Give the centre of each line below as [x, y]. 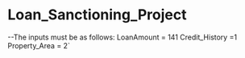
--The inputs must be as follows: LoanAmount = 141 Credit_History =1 [122, 37]
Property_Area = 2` [39, 45]
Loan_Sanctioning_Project [97, 15]
